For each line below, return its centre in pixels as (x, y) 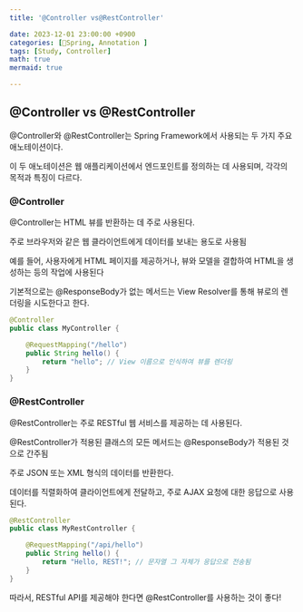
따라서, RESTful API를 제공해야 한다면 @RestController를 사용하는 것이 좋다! (146, 597)
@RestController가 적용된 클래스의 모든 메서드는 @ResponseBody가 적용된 (144, 442)
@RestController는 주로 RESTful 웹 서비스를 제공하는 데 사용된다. (126, 423)
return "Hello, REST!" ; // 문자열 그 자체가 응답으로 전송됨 (147, 562)
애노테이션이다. (36, 147)
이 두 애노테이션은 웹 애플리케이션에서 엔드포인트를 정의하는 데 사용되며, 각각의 (149, 166)
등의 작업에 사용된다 (68, 272)
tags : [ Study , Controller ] (60, 51)
